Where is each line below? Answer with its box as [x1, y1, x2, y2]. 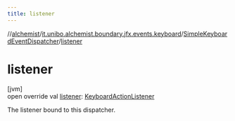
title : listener [7, 10, 55, 17]
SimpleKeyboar [183, 29, 228, 38]
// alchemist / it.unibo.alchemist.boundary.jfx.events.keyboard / [7, 29, 184, 38]
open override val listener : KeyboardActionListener [7, 92, 155, 100]
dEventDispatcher [7, 36, 59, 45]
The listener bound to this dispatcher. [7, 106, 116, 114]
